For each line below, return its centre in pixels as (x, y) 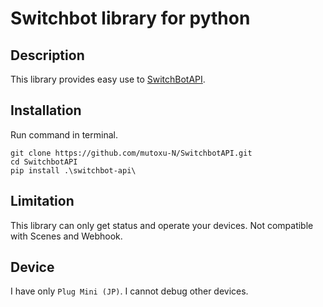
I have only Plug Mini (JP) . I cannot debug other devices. (129, 291)
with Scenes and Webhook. (66, 236)
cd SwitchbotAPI (44, 162)
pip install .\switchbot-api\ (73, 170)
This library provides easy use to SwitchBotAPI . (108, 79)
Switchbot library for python (130, 18)
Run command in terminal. (64, 134)
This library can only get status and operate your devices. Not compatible (162, 225)
